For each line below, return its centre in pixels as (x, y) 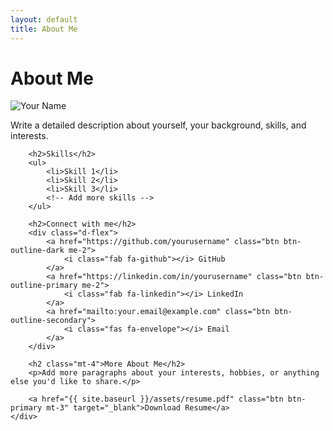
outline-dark (37, 251)
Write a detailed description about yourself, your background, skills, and (158, 125)
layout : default (44, 19)
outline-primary (44, 286)
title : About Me (44, 29)
